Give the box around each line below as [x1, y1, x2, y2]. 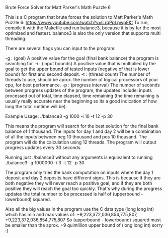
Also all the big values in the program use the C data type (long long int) [5, 206, 154, 212]
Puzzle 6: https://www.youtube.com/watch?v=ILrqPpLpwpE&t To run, [5, 20, 149, 25]
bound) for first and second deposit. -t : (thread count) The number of [5, 71, 150, 77]
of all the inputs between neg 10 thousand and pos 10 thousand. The [5, 134, 147, 139]
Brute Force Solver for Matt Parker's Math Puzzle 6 [5, 5, 111, 10]
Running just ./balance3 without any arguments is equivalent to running [5, 154, 153, 160]
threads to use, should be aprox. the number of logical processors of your [5, 77, 158, 82]
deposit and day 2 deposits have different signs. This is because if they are [5, 175, 161, 181]
